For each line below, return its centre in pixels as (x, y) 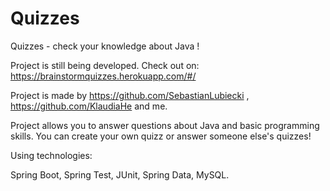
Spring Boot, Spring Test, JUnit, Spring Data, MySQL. (120, 174)
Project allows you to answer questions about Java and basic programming (165, 125)
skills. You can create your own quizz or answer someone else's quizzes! (161, 136)
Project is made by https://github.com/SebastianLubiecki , (130, 95)
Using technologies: (51, 155)
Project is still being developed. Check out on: (105, 65)
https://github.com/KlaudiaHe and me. (89, 106)
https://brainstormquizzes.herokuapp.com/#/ (103, 76)
